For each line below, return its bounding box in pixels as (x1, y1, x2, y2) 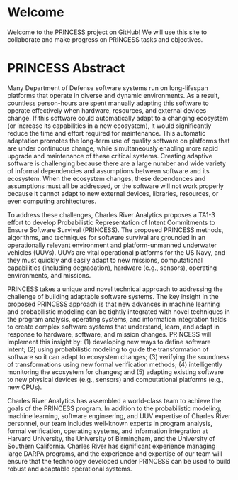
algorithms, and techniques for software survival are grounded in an (7, 233, 206, 241)
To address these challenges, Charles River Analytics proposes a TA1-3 (7, 210, 216, 219)
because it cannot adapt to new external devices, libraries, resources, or (7, 189, 219, 197)
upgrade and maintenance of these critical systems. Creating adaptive (7, 151, 212, 160)
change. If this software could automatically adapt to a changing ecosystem (7, 114, 229, 122)
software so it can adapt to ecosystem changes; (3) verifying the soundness (7, 352, 230, 361)
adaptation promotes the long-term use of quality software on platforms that (7, 136, 230, 145)
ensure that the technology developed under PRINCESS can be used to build (7, 457, 231, 465)
